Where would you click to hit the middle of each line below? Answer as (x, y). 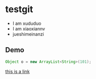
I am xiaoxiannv (29, 28)
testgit (19, 9)
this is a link (17, 71)
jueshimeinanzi (28, 34)
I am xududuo (27, 23)
